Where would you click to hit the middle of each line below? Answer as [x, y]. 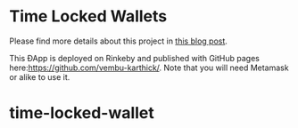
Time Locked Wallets [88, 16]
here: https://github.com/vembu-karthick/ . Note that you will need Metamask [149, 68]
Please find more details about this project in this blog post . [118, 41]
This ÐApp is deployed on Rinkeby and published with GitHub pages [135, 58]
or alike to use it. [40, 76]
